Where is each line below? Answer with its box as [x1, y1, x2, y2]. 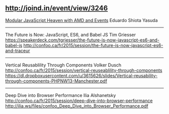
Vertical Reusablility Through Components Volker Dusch [5, 62, 122, 68]
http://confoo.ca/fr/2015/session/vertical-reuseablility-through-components [5, 67, 162, 73]
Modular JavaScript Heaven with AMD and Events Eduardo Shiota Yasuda [5, 17, 158, 23]
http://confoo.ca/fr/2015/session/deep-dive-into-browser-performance [5, 97, 153, 103]
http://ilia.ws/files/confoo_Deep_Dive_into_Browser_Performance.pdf [5, 102, 148, 109]
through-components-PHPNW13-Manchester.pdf [5, 77, 107, 84]
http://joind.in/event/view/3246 [5, 4, 108, 12]
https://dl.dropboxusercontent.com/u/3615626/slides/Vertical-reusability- [5, 72, 158, 78]
